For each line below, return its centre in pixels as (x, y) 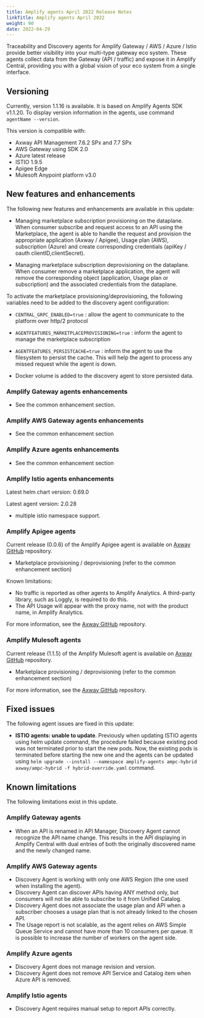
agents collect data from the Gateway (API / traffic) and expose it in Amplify (101, 59)
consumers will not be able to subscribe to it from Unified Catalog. (98, 899)
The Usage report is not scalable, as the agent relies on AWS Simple (101, 925)
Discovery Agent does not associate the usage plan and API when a (100, 905)
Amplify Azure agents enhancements (63, 450)
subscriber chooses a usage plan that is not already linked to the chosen (106, 911)
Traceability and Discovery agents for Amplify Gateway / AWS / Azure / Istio (101, 46)
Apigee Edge (31, 169)
